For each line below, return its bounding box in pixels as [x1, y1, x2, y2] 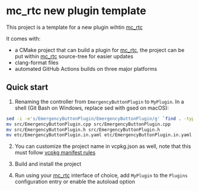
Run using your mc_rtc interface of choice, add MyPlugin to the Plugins [14, 172, 188, 179]
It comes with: [6, 35, 41, 42]
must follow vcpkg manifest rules [14, 149, 96, 156]
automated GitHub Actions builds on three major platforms [14, 65, 158, 72]
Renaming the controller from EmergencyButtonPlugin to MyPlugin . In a [14, 98, 185, 105]
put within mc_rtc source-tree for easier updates [14, 52, 134, 60]
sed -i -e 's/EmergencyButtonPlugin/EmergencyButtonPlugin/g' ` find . [6, 116, 182, 121]
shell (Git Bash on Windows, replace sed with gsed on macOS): [14, 104, 169, 111]
